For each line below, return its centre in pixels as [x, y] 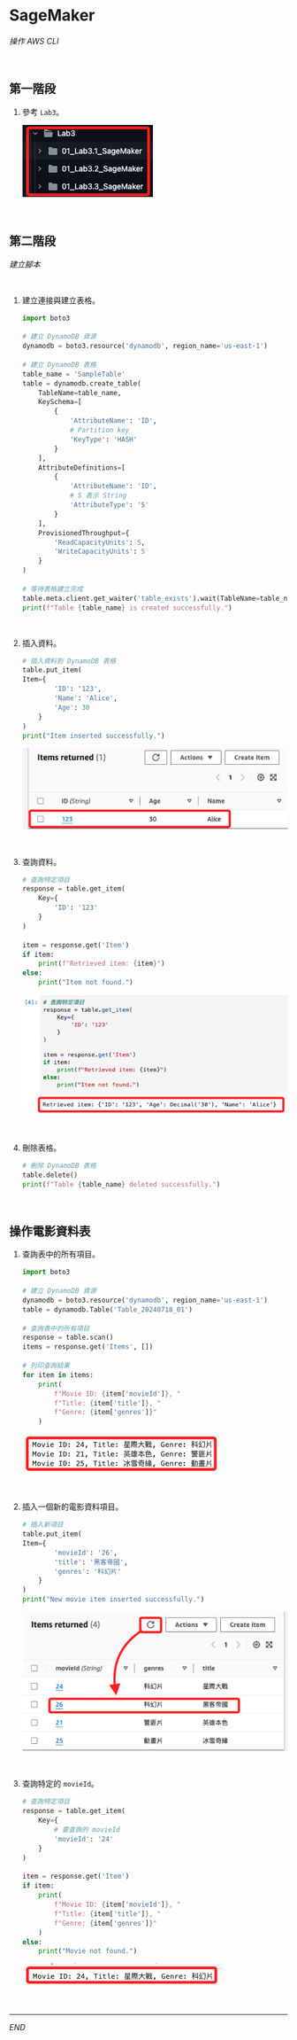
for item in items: [58, 1374]
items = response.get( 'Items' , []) [88, 1347]
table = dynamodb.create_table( [81, 383]
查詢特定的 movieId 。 [60, 1784]
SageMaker [52, 16]
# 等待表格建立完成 [53, 589]
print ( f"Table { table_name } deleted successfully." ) [121, 1184]
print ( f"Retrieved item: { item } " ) [102, 964]
